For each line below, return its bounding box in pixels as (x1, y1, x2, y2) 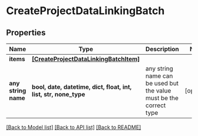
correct (145, 101, 166, 110)
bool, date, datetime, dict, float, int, (31, 83, 132, 91)
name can (145, 72, 173, 80)
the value (145, 87, 171, 95)
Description (145, 45, 180, 53)
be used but (145, 79, 179, 87)
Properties (6, 28, 46, 38)
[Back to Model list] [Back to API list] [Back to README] (6, 124, 141, 131)
